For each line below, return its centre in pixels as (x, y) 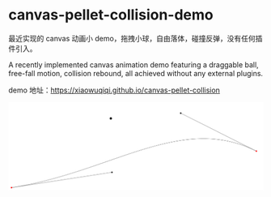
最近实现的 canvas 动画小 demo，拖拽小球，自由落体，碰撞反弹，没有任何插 (135, 38)
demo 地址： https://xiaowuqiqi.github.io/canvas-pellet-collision (114, 90)
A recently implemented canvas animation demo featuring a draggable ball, (133, 64)
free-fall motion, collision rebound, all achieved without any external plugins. (136, 73)
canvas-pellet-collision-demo (111, 15)
